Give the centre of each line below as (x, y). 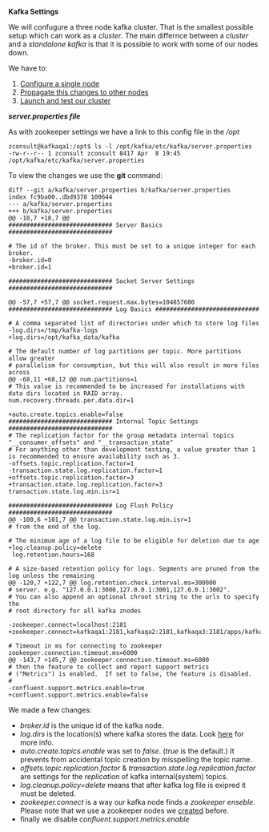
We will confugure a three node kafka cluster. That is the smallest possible (131, 27)
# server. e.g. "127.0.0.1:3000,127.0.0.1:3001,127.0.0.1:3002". (119, 590)
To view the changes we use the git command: (85, 175)
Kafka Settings (34, 12)
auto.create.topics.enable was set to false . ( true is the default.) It (127, 751)
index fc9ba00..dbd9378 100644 (60, 197)
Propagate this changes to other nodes (84, 92)
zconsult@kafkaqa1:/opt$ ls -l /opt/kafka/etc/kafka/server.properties (130, 147)
